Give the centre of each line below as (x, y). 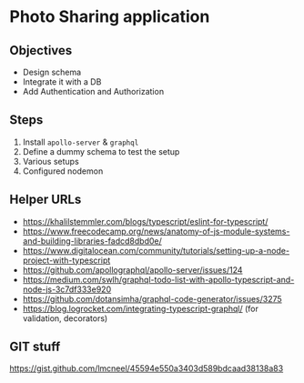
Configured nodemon (63, 171)
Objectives (41, 50)
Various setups (51, 161)
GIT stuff (35, 347)
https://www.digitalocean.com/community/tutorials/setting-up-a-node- (156, 250)
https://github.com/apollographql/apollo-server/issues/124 (132, 269)
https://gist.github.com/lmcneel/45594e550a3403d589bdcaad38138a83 (147, 368)
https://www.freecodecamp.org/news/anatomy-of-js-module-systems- (156, 231)
